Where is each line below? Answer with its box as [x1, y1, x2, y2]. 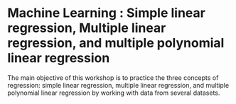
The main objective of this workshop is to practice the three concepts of [7, 73, 219, 82]
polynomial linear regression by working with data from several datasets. [7, 88, 220, 97]
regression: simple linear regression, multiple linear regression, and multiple [7, 81, 230, 89]
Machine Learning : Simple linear [7, 5, 206, 21]
